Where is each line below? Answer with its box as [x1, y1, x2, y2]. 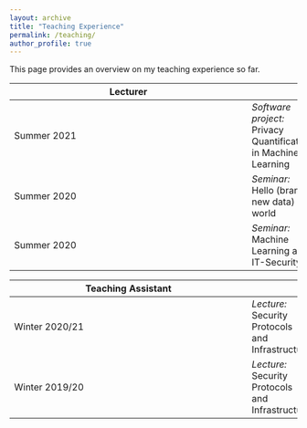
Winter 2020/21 [14, 320, 84, 333]
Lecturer [109, 86, 148, 99]
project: [251, 112, 285, 125]
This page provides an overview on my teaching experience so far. [9, 64, 260, 75]
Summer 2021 [14, 130, 77, 142]
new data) [251, 195, 295, 208]
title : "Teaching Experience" [9, 22, 125, 31]
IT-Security [251, 256, 302, 269]
